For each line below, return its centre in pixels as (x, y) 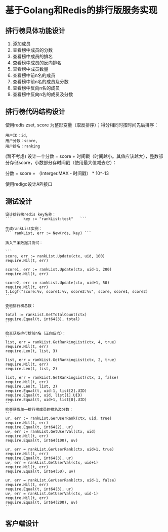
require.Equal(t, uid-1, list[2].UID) (46, 391)
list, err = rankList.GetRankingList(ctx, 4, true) (61, 342)
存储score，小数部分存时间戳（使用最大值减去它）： (63, 162)
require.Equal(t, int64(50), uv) (40, 471)
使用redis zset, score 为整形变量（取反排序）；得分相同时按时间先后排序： (82, 125)
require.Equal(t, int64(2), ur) (39, 427)
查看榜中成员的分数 (33, 50)
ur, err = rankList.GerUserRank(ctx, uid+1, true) (60, 449)
